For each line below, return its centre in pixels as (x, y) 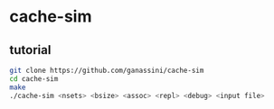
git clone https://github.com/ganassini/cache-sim (107, 70)
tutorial (30, 50)
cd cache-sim (34, 78)
